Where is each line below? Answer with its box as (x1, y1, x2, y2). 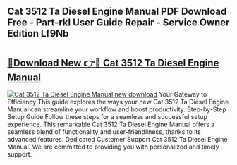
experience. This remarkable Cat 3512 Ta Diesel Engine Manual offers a (7, 120, 215, 128)
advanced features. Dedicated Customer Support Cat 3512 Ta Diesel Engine (7, 135, 228, 143)
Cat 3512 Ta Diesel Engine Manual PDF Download (7, 6, 227, 18)
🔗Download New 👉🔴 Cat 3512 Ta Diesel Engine (7, 56, 219, 69)
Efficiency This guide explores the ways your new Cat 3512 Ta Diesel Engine (7, 98, 229, 106)
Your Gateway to (158, 90, 207, 98)
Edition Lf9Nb (7, 28, 69, 39)
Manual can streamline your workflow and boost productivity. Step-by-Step (7, 105, 227, 114)
